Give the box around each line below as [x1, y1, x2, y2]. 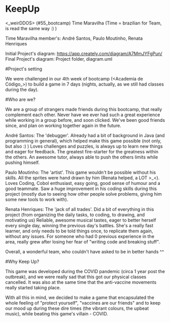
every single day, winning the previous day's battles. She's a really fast [5, 222, 154, 228]
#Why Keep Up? [5, 258, 40, 264]
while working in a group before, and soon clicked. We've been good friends [5, 117, 165, 123]
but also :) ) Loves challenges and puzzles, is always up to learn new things [5, 143, 163, 149]
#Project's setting [5, 66, 42, 72]
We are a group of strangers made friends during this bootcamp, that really [5, 106, 162, 112]
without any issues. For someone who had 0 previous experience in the [5, 233, 155, 239]
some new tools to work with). [5, 196, 69, 202]
